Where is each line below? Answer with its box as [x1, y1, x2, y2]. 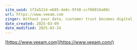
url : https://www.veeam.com [5, 12, 64, 17]
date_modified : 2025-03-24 [5, 26, 61, 31]
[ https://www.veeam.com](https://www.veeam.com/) [5, 39, 115, 45]
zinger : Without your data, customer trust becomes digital [5, 16, 133, 21]
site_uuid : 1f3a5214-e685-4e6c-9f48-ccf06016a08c [5, 7, 111, 12]
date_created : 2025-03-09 [5, 21, 59, 26]
